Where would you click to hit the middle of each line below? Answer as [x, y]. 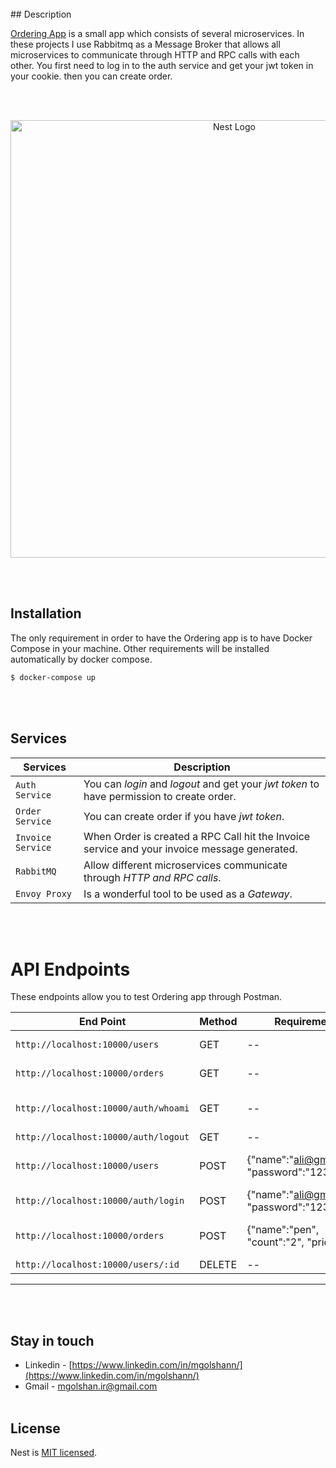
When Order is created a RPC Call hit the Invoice [197, 836]
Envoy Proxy [44, 893]
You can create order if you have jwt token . [184, 816]
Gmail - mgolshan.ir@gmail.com [91, 1386]
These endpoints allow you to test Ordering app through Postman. [146, 997]
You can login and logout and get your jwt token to [201, 784]
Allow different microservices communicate [185, 865]
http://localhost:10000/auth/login [100, 1201]
